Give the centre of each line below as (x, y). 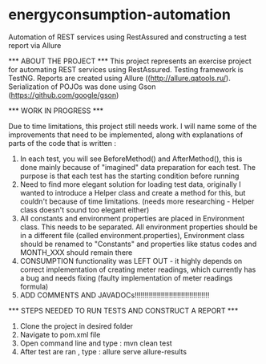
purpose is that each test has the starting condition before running (129, 176)
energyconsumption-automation (119, 15)
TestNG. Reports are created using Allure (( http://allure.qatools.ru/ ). (119, 78)
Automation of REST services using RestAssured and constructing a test (127, 37)
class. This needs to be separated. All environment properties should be (139, 227)
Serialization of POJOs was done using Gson (82, 87)
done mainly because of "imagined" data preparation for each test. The (138, 167)
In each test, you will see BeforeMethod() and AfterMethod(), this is (131, 159)
